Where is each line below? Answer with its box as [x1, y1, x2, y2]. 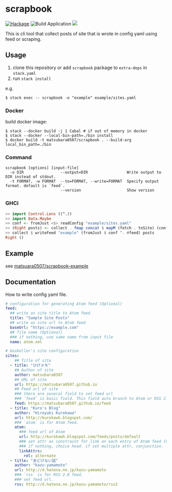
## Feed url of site [14, 387, 58, 392]
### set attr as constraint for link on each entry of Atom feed [18, 439, 161, 444]
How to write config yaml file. [5, 291, 68, 297]
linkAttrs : [18, 448, 42, 454]
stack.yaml [12, 71, 36, 76]
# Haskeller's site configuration [5, 349, 79, 354]
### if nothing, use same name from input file [10, 334, 114, 339]
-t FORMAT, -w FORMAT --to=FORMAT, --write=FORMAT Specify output [10, 179, 159, 184]
